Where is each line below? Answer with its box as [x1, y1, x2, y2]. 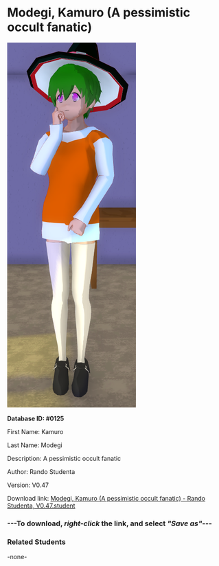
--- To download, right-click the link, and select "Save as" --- [7, 519, 213, 528]
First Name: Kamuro [7, 427, 64, 435]
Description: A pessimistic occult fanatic [7, 454, 122, 462]
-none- [7, 553, 27, 561]
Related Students [7, 537, 67, 547]
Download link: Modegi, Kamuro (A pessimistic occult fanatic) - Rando [7, 494, 206, 502]
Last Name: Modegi [7, 441, 63, 449]
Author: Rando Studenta [7, 467, 76, 475]
